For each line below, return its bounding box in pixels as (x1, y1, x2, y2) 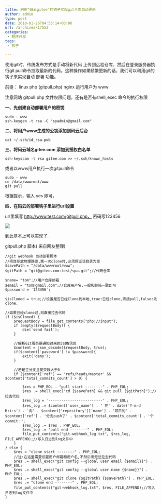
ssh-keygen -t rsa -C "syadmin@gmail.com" (5, 119, 92, 123)
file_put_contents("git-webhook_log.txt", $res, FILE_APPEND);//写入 (14, 485, 156, 490)
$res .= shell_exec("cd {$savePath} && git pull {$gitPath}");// (22, 388, 157, 394)
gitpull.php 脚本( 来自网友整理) (5, 243, 66, 249)
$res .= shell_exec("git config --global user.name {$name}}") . (14, 467, 148, 472)
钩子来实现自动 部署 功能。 (5, 73, 59, 79)
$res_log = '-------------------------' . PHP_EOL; (22, 398, 129, 403)
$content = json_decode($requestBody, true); (14, 345, 107, 350)
